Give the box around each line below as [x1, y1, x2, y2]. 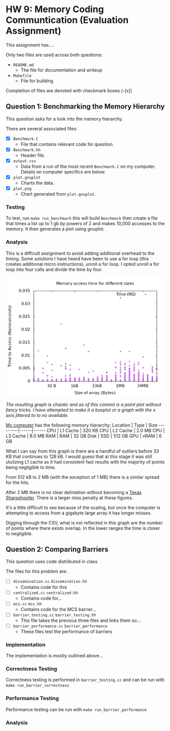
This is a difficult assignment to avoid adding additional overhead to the [6, 250, 155, 256]
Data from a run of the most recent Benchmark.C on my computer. [20, 163, 156, 169]
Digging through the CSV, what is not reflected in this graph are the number [6, 519, 163, 526]
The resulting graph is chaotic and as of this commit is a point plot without [6, 401, 161, 407]
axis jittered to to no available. [6, 412, 69, 418]
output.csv [13, 158, 36, 163]
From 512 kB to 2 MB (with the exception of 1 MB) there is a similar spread [6, 474, 160, 480]
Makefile [13, 73, 32, 78]
